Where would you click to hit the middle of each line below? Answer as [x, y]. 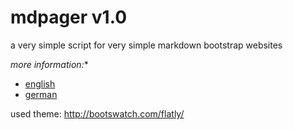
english [40, 83]
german [41, 94]
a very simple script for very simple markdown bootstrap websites [146, 45]
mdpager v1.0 [69, 17]
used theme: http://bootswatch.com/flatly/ [97, 113]
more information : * [49, 64]
